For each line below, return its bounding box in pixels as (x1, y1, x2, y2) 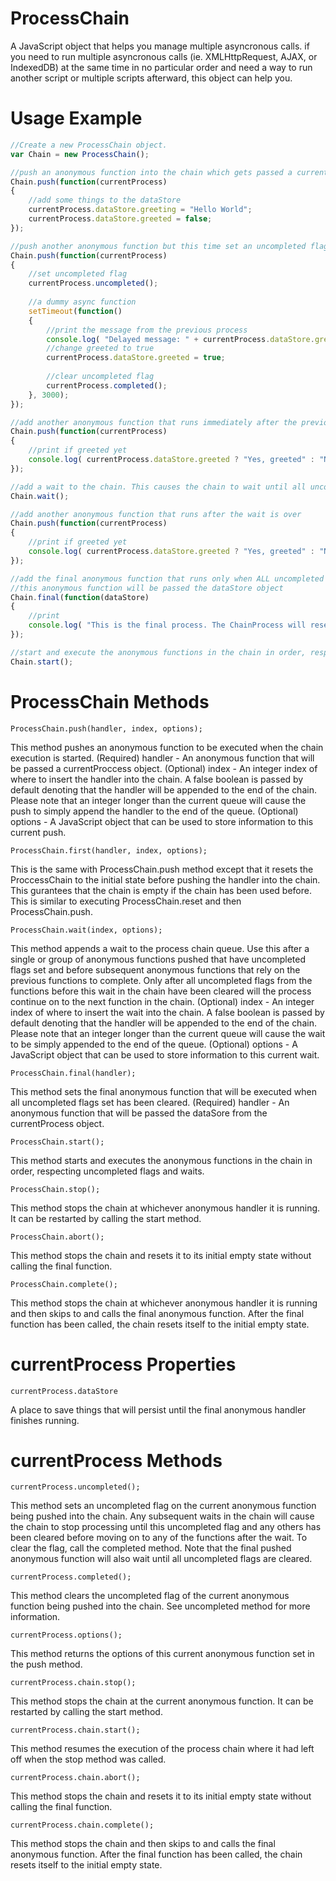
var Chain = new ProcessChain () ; (10, 149, 150, 159)
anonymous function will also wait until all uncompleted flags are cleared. (10, 1553, 313, 1565)
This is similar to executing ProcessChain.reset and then (10, 895, 242, 907)
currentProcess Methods (10, 1449, 223, 1472)
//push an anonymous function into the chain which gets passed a (10, 167, 293, 177)
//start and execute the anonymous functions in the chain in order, (10, 647, 307, 657)
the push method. (10, 1658, 83, 1671)
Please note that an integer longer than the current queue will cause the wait (10, 1027, 326, 1039)
